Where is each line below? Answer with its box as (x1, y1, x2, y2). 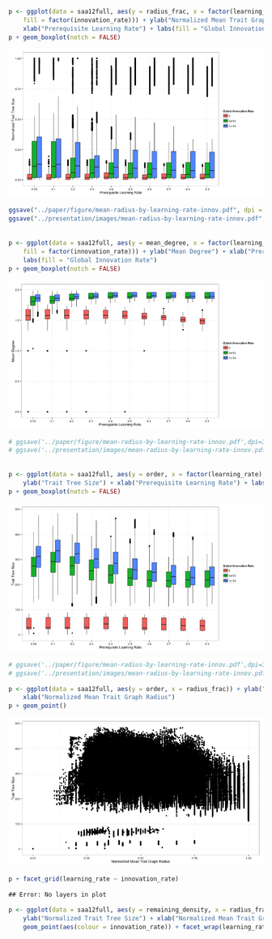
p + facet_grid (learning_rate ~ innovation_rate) (8, 875, 180, 883)
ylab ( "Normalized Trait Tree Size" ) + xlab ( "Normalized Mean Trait (23, 914, 255, 922)
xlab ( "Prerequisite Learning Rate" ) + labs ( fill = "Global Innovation (23, 24, 266, 32)
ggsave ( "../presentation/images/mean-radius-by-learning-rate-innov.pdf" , (8, 215, 266, 223)
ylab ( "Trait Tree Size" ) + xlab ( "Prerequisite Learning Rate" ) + (23, 479, 249, 487)
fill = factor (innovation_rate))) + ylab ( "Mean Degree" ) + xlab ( (23, 247, 249, 255)
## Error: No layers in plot (8, 890, 107, 898)
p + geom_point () (8, 702, 67, 711)
